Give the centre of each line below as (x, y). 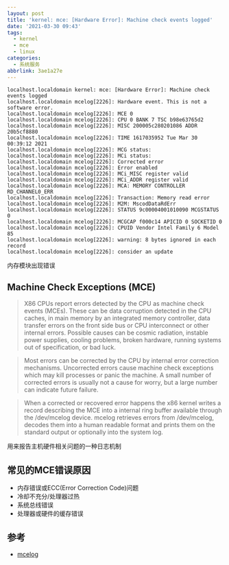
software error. (30, 108)
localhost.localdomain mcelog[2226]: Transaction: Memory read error (109, 197)
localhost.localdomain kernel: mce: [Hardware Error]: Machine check (109, 90)
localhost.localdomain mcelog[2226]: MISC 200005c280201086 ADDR (102, 125)
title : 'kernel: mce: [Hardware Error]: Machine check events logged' (110, 20)
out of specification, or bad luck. (70, 348)
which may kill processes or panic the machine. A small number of (118, 375)
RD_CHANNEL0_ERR (30, 192)
